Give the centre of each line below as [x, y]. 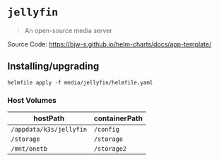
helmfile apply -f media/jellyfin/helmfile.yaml [80, 82]
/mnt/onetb [29, 149]
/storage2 [110, 149]
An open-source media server [68, 30]
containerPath [118, 118]
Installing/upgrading [53, 67]
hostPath [49, 118]
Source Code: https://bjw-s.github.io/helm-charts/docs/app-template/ [109, 44]
